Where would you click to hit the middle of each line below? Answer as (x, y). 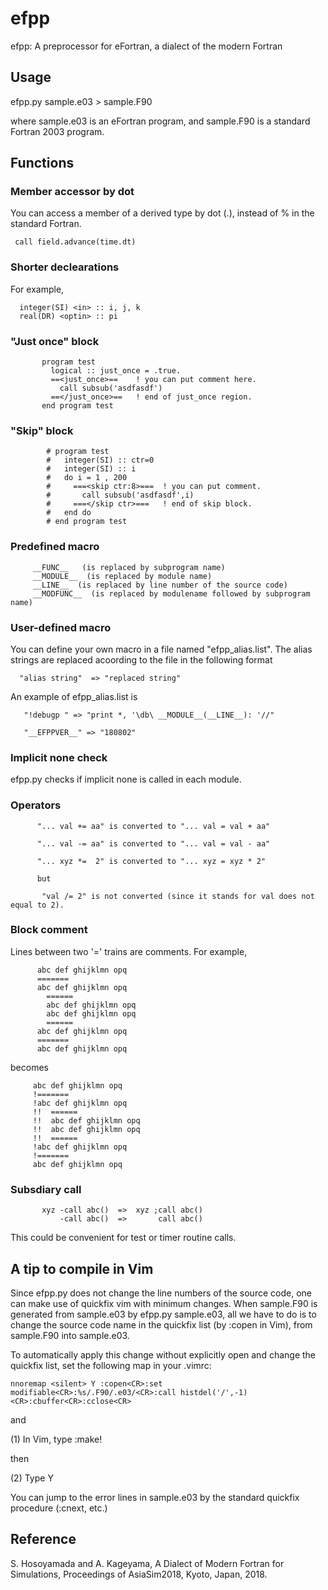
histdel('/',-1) (214, 1392)
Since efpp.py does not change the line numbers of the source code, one (161, 1293)
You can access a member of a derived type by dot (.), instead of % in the (162, 213)
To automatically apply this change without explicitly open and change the (163, 1354)
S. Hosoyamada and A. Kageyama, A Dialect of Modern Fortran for (147, 1563)
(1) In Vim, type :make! (56, 1439)
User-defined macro (61, 627)
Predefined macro (55, 547)
